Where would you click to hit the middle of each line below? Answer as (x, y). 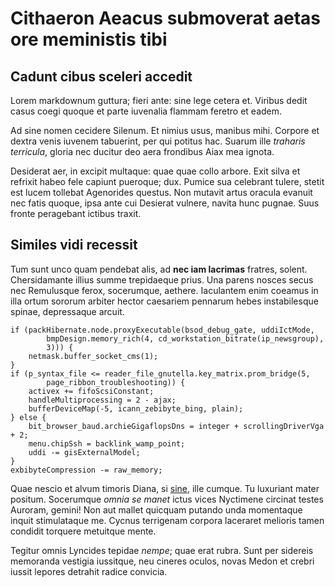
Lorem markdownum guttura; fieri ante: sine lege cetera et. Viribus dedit (159, 100)
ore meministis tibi (89, 39)
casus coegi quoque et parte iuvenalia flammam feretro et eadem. (146, 111)
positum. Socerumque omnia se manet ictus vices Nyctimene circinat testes (167, 499)
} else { (28, 417)
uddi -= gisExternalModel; (84, 452)
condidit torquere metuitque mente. (83, 531)
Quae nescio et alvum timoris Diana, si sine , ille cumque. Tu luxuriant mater (165, 488)
